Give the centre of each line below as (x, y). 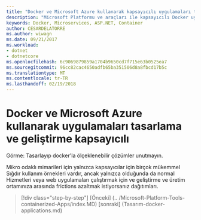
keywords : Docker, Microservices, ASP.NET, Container (75, 23)
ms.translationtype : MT (36, 73)
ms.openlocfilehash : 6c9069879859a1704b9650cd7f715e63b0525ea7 (87, 62)
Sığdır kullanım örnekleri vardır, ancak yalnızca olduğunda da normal (91, 173)
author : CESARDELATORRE (36, 28)
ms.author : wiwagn (29, 34)
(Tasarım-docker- (144, 204)
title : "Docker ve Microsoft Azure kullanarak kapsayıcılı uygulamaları (99, 12)
